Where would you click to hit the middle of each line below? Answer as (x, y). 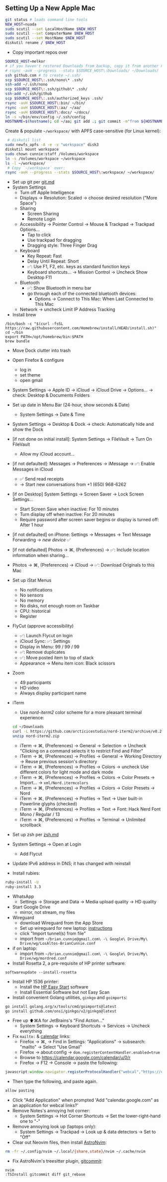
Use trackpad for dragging (54, 240)
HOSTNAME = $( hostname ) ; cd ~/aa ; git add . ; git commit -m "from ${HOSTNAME (84, 121)
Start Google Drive (31, 907)
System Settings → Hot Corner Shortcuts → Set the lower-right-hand (90, 1116)
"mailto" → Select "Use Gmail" (51, 1047)
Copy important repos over (40, 52)
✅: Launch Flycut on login (46, 636)
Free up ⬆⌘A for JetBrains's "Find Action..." (58, 1021)
